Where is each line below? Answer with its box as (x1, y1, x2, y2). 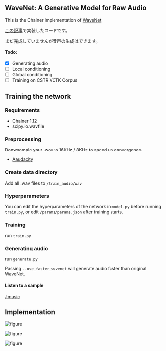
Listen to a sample (5, 282, 44, 289)
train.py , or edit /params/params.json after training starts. (5, 209, 123, 215)
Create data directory (5, 169, 58, 176)
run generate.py (5, 256, 38, 262)
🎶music (5, 293, 20, 299)
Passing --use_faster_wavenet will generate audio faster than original (5, 266, 147, 272)
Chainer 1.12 (12, 118, 37, 124)
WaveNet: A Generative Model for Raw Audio (5, 4, 147, 12)
